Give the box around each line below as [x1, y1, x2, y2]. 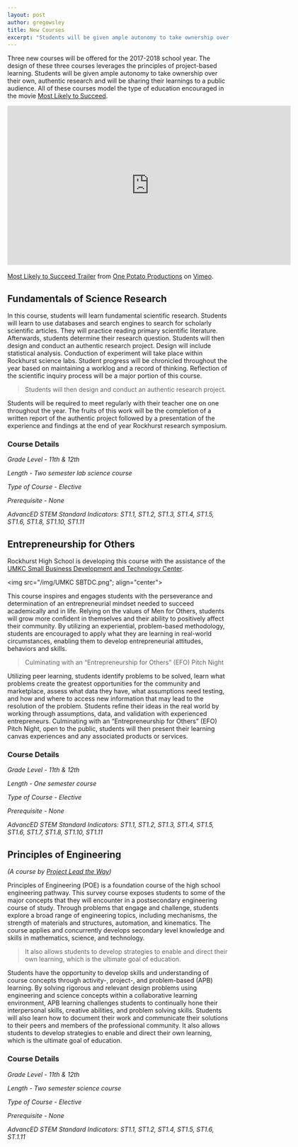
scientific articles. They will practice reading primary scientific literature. [7, 326, 218, 335]
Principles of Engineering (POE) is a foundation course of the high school [7, 881, 221, 889]
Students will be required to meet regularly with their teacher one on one [7, 399, 219, 408]
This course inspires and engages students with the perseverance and [7, 592, 213, 601]
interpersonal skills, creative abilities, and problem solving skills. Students [7, 1006, 222, 1015]
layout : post [7, 11, 46, 18]
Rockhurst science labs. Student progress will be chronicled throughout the [7, 357, 228, 365]
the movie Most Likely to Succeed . [7, 92, 108, 100]
